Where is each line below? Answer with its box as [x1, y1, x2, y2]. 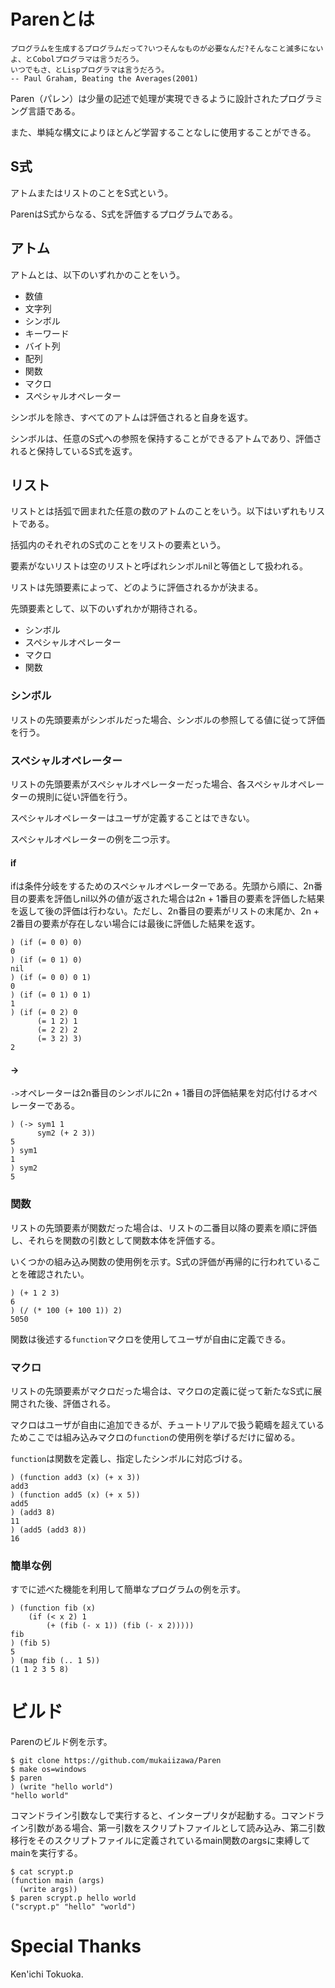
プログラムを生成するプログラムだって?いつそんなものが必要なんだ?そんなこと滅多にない [10, 43, 324, 54]
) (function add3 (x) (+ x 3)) [10, 1472, 141, 1482]
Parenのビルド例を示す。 [10, 1736, 113, 1748]
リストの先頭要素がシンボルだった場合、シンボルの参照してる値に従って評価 [10, 713, 325, 725]
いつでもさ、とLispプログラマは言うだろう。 [10, 65, 170, 75]
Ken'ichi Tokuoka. [10, 1968, 84, 1980]
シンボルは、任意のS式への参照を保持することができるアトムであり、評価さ [10, 432, 323, 444]
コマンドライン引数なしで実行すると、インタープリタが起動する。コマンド [10, 1810, 317, 1822]
